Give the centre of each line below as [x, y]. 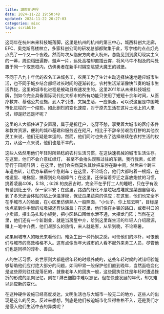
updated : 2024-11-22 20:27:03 [36, 19]
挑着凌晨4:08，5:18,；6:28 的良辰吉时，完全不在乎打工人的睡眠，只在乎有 [79, 183]
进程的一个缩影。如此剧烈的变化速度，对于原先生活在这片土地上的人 [82, 108]
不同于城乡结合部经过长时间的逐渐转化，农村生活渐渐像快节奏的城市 [86, 83]
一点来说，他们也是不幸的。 [50, 143]
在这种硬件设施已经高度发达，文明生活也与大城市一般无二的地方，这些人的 [80, 294]
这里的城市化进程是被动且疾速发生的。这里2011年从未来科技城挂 [86, 90]
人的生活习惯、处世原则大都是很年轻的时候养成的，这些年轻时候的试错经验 [80, 259]
